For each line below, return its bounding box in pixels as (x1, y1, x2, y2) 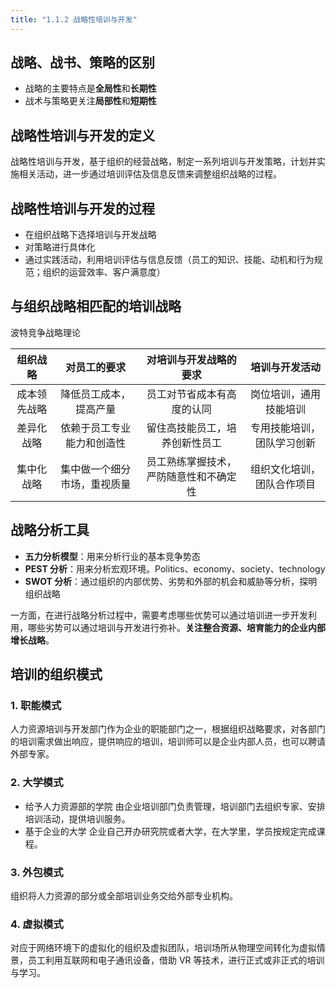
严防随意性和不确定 (146, 469, 237, 483)
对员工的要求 (65, 360, 127, 374)
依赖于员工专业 (60, 421, 132, 435)
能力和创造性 (65, 436, 127, 450)
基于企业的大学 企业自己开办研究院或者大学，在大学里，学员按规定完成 (24, 825, 317, 837)
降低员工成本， (60, 387, 132, 401)
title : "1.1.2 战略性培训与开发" (10, 14, 138, 25)
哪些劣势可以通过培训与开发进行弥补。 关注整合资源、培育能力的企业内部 (27, 621, 326, 633)
